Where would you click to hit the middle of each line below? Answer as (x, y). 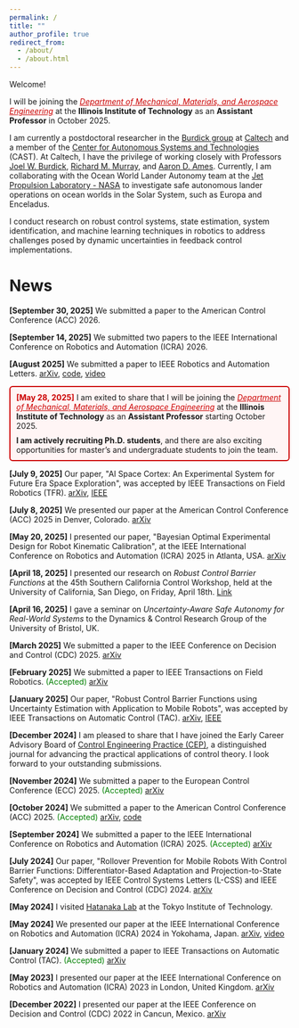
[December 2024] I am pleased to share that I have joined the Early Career (147, 736)
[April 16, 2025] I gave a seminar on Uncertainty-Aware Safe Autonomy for (147, 609)
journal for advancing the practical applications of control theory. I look (139, 754)
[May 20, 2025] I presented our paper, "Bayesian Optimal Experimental (140, 537)
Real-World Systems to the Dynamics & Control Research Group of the (138, 619)
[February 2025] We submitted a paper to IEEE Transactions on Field (136, 672)
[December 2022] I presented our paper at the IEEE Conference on (133, 1005)
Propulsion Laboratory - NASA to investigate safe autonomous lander (136, 185)
